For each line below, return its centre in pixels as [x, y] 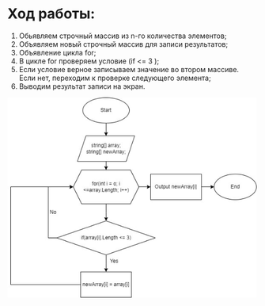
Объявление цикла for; [57, 52]
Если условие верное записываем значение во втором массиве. [129, 69]
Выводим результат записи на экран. [82, 86]
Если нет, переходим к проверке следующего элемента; [115, 78]
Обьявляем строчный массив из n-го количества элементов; [123, 36]
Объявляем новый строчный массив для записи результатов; [123, 44]
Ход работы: [51, 14]
